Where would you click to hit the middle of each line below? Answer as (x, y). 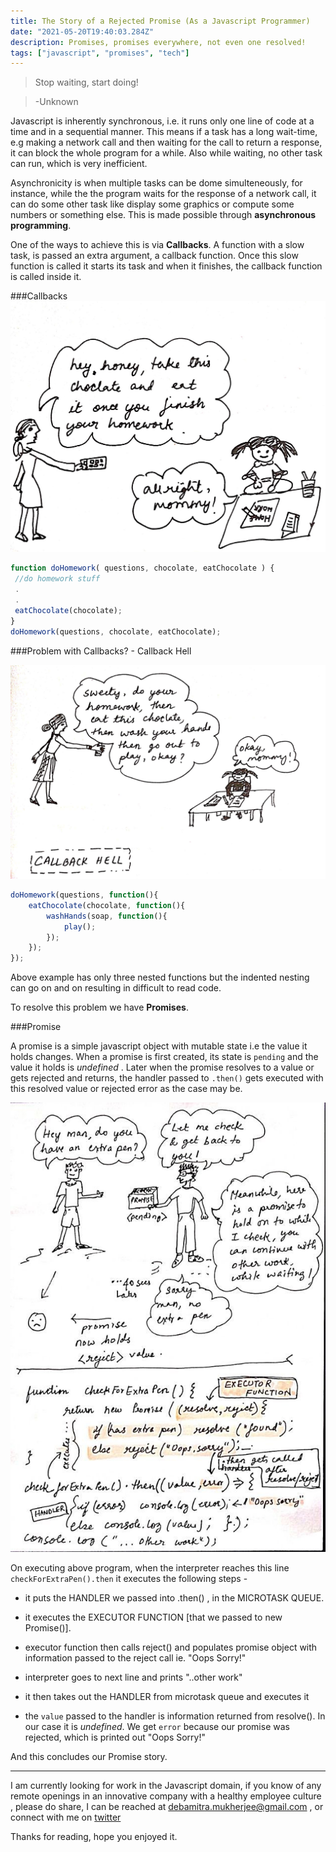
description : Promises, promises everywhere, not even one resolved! (158, 42)
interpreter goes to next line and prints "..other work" (133, 1677)
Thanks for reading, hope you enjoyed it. (94, 1837)
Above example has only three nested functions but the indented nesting (160, 977)
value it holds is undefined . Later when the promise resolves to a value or (162, 1067)
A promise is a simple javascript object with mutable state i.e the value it (159, 1046)
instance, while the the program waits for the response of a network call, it (163, 194)
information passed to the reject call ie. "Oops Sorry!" (135, 1658)
